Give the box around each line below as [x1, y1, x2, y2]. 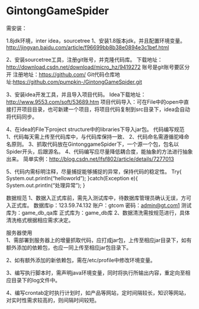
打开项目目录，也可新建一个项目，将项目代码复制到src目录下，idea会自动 [11, 106, 191, 113]
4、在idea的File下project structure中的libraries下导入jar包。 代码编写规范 [6, 126, 185, 133]
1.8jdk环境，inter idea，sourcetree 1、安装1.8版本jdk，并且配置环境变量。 [6, 37, 185, 44]
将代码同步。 [6, 113, 37, 120]
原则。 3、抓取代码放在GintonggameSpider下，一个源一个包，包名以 [11, 141, 179, 148]
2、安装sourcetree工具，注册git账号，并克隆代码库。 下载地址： [6, 56, 163, 63]
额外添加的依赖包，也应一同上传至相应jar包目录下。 [6, 244, 132, 251]
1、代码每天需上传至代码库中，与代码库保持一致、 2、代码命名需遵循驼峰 [6, 133, 185, 140]
